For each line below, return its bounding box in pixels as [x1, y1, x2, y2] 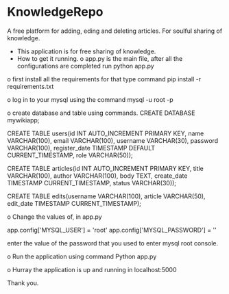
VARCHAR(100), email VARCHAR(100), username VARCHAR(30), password [7, 136, 219, 144]
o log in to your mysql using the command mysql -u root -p [7, 95, 173, 103]
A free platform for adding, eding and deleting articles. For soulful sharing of [7, 27, 223, 35]
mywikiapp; [7, 116, 40, 124]
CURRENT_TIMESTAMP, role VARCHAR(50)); [7, 151, 134, 159]
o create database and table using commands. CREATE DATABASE [7, 109, 195, 117]
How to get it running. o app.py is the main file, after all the [16, 54, 183, 62]
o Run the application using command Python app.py [7, 252, 157, 260]
